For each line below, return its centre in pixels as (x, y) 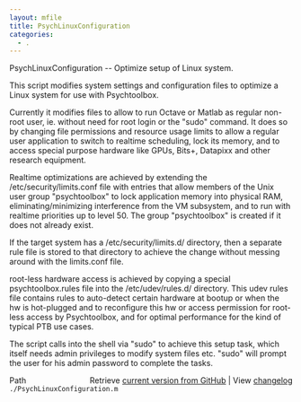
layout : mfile (36, 17)
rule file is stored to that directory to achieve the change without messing (145, 252)
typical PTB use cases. (52, 327)
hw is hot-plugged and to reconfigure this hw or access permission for (140, 308)
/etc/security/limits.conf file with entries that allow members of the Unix (142, 187)
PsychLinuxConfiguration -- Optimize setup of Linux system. (121, 68)
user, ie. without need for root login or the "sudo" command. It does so (157, 122)
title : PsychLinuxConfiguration (70, 26)
